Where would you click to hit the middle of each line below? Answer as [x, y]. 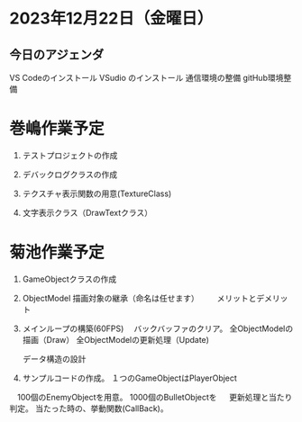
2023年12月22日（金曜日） [111, 18]
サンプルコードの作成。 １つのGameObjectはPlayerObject [129, 378]
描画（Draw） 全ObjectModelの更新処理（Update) [116, 339]
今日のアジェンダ [57, 54]
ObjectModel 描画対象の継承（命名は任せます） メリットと [139, 298]
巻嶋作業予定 [57, 129]
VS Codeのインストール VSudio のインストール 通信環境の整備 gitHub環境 [146, 78]
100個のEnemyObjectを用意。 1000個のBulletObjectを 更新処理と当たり [155, 397]
